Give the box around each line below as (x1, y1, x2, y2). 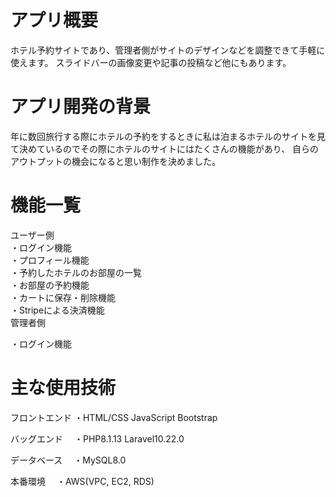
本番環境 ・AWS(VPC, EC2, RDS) (10, 475, 155, 487)
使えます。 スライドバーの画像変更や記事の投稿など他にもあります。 (10, 56, 292, 68)
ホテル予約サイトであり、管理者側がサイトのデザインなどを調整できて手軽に (10, 44, 326, 56)
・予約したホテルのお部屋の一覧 (10, 266, 142, 278)
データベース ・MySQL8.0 (10, 454, 127, 466)
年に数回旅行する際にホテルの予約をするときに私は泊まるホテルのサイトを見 (10, 130, 326, 142)
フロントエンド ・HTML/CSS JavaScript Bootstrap (10, 411, 218, 423)
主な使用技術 (10, 377, 117, 399)
